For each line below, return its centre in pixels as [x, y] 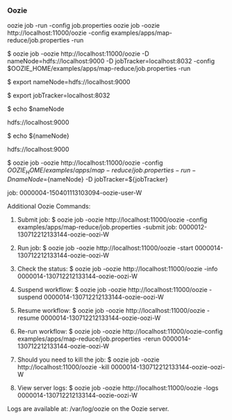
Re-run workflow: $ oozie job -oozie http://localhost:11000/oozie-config [120, 332]
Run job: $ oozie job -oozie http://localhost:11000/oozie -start [105, 248]
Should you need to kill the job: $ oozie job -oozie [88, 360]
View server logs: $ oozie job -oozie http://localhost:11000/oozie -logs [118, 388]
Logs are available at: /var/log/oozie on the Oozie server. [88, 409]
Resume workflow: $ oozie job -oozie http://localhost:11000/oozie [111, 311]
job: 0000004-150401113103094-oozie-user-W [75, 193]
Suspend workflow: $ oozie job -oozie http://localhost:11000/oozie [112, 290]
